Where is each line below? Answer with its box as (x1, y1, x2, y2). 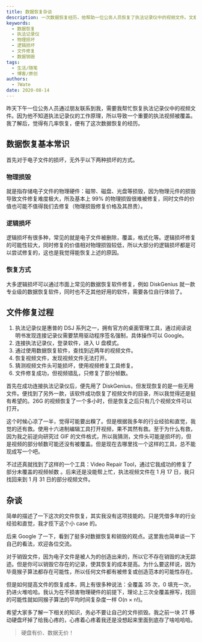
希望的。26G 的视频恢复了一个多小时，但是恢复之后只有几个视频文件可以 (11, 397, 192, 404)
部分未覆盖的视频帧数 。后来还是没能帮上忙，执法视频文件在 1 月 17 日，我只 (6, 468, 195, 476)
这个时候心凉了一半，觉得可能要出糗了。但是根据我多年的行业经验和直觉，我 (6, 418, 196, 425)
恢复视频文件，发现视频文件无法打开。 (14, 354, 110, 362)
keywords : (6, 20, 31, 26)
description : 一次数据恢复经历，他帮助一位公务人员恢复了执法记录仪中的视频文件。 (6, 14, 189, 20)
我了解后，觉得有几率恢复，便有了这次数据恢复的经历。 (6, 119, 143, 127)
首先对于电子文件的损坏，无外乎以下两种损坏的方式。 (6, 156, 138, 163)
